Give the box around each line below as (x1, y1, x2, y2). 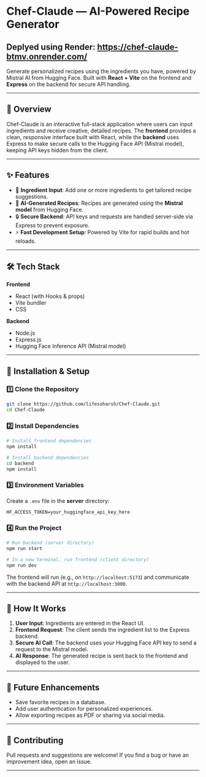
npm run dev (6, 562, 37, 568)
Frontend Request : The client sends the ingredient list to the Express (15, 626, 190, 633)
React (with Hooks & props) (15, 293, 85, 300)
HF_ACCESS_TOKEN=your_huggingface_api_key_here (6, 509, 131, 515)
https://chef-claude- (97, 42, 179, 52)
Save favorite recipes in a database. (15, 699, 106, 706)
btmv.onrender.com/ (6, 51, 88, 62)
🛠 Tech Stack (6, 262, 60, 272)
